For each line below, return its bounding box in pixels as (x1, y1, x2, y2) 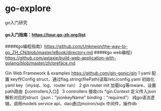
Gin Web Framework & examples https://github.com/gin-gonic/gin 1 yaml (5, 70, 151, 76)
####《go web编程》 (94, 50, 135, 55)
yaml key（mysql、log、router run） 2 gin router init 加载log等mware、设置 (5, 82, 157, 88)
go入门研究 (5, 19, 28, 25)
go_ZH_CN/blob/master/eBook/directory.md (5, 50, 93, 55)
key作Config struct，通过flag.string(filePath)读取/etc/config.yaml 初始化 (10, 76, 155, 82)
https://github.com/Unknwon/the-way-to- (44, 43, 128, 49)
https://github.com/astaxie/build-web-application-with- (5, 55, 116, 61)
